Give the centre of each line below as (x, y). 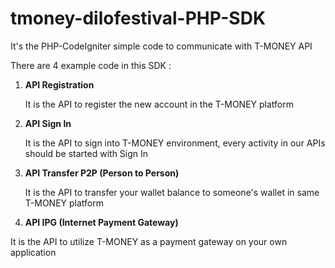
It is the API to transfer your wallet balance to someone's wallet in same (172, 192)
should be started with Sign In (86, 153)
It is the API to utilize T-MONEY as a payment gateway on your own (149, 241)
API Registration (59, 84)
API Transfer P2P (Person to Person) (102, 173)
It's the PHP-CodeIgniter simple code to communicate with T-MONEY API (161, 46)
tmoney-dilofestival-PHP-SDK (138, 18)
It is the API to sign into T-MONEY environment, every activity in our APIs (175, 143)
